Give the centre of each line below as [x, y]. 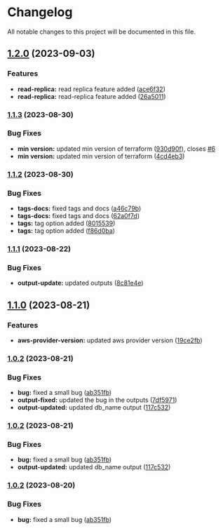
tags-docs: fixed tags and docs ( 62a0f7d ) [79, 216]
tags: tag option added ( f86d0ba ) [66, 231]
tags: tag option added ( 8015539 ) [66, 223]
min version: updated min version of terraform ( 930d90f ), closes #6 [116, 149]
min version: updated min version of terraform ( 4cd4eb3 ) [101, 156]
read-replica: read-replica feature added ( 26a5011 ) [92, 96]
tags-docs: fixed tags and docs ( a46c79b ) [79, 208]
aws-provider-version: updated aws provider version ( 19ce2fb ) [110, 340]
